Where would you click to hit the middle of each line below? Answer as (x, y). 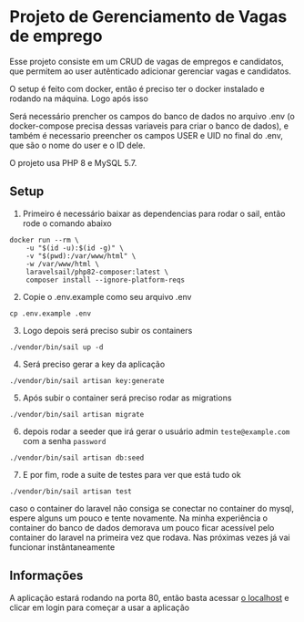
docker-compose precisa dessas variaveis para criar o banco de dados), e (149, 126)
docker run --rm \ (44, 240)
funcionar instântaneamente (62, 547)
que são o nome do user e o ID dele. (77, 145)
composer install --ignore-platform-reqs (105, 280)
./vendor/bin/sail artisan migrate (77, 414)
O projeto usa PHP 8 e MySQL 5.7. (73, 162)
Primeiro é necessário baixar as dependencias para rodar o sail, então (154, 213)
